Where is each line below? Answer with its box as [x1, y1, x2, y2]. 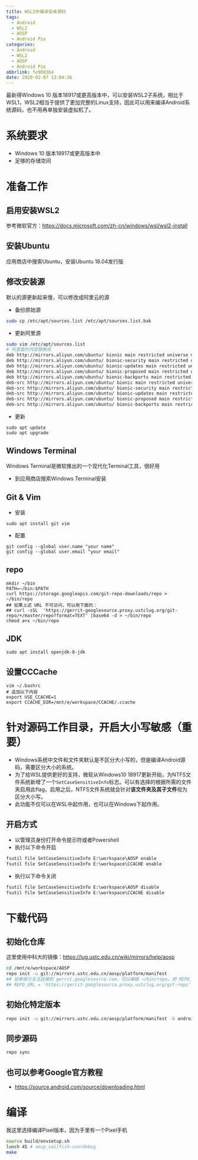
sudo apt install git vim [6, 520, 70, 526]
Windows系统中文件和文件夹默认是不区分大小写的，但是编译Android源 [14, 757, 186, 764]
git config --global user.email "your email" [6, 549, 120, 555]
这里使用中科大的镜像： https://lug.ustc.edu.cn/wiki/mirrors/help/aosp [6, 953, 175, 960]
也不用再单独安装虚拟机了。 [26, 106, 94, 113]
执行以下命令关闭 [14, 872, 57, 879]
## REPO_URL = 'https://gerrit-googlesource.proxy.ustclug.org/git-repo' [6, 982, 192, 988]
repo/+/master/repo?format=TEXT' [6, 612, 88, 618]
